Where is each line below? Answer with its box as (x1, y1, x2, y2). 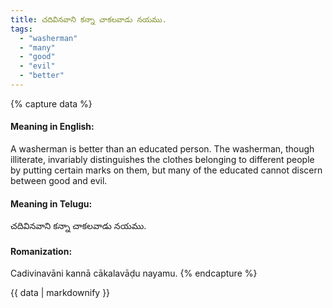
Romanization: (10, 245, 73, 257)
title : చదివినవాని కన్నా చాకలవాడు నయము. (10, 14, 167, 25)
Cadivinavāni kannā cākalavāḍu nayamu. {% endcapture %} (10, 267, 258, 280)
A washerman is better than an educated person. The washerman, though (10, 143, 315, 155)
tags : (10, 24, 33, 34)
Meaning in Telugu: (10, 197, 93, 210)
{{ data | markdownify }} (10, 287, 111, 299)
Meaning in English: (10, 121, 95, 133)
